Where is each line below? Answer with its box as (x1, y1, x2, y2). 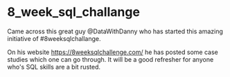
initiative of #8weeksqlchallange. (7, 34, 101, 42)
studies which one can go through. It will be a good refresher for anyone (7, 55, 214, 63)
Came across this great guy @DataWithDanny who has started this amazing (7, 27, 224, 35)
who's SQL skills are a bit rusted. (7, 62, 100, 71)
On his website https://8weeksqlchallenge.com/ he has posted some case (7, 48, 218, 56)
